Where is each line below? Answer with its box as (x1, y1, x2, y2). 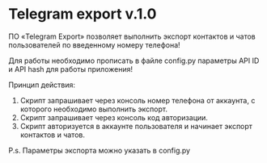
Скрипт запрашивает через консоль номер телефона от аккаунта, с (19, 95, 256, 105)
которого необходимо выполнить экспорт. (19, 104, 168, 114)
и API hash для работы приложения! (8, 64, 133, 73)
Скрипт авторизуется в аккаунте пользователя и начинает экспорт (19, 121, 253, 131)
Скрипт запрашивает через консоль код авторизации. (19, 112, 209, 122)
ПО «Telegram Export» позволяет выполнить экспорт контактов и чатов (8, 31, 256, 41)
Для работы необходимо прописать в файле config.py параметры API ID (8, 56, 260, 65)
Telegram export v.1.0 (8, 5, 157, 23)
